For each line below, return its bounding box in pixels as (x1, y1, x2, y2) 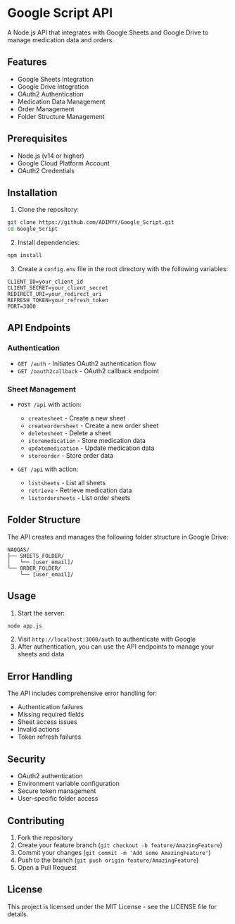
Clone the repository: (17, 206, 80, 214)
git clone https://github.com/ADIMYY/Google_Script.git (7, 219, 174, 226)
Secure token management (17, 787, 96, 795)
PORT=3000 (7, 303, 37, 310)
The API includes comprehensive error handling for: (7, 689, 158, 698)
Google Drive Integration (17, 82, 89, 91)
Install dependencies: (17, 238, 80, 247)
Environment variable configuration (17, 780, 120, 788)
